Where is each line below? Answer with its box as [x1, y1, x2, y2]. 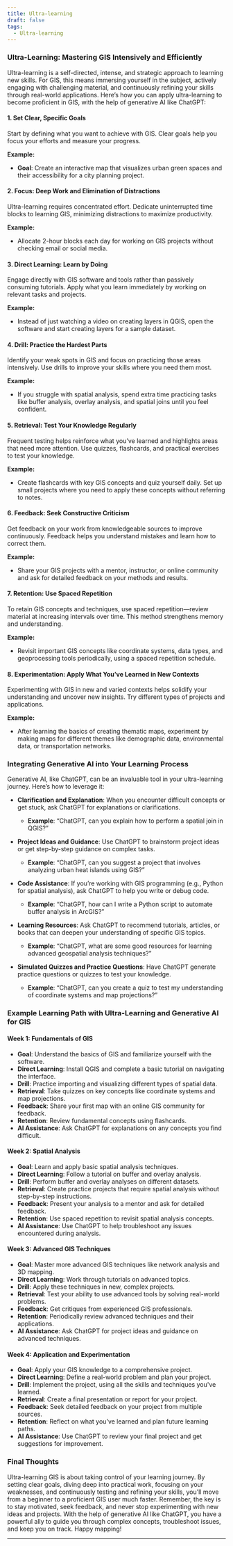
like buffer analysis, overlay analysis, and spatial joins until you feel [17, 398, 209, 406]
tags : [7, 23, 23, 30]
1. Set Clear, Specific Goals [7, 114, 87, 122]
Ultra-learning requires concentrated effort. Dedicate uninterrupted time [7, 202, 214, 211]
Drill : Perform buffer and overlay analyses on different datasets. [17, 1177, 200, 1186]
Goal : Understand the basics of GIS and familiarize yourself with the [17, 1049, 212, 1058]
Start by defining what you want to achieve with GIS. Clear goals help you [7, 129, 217, 138]
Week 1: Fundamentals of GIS [7, 1034, 94, 1042]
